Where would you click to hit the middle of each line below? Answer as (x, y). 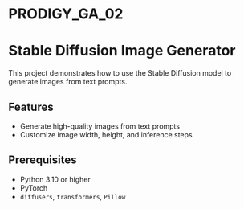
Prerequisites (43, 160)
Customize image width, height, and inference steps (106, 134)
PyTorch (34, 188)
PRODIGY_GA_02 (66, 14)
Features (31, 107)
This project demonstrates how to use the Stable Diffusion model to (120, 73)
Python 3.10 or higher (55, 179)
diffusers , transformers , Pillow (73, 196)
